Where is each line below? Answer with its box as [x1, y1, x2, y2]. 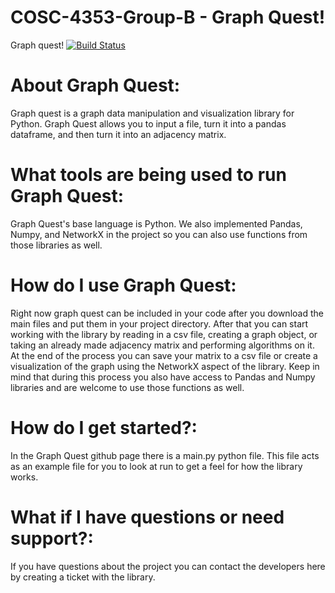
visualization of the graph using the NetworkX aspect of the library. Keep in [10, 360, 320, 372]
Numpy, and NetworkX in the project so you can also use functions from [10, 228, 308, 240]
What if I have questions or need [10, 506, 285, 528]
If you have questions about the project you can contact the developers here [10, 560, 326, 572]
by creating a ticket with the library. [10, 571, 156, 583]
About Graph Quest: [10, 74, 181, 97]
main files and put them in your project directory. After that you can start [10, 317, 309, 330]
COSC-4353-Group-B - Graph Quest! [10, 6, 326, 29]
